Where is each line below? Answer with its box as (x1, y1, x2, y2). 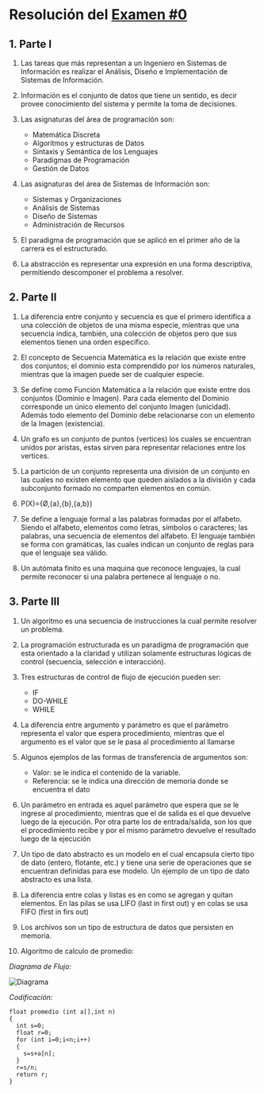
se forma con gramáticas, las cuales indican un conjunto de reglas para (20, 539, 254, 549)
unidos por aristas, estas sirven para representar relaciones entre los (20, 442, 247, 452)
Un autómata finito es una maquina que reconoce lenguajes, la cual (20, 563, 241, 573)
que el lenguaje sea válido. (20, 547, 109, 558)
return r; (16, 1070, 48, 1079)
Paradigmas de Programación (32, 155, 130, 165)
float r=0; (16, 1029, 52, 1037)
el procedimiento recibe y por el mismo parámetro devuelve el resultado (20, 825, 257, 834)
